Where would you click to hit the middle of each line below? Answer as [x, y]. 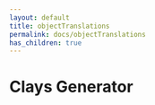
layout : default [39, 17]
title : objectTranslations [60, 26]
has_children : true [46, 43]
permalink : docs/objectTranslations [77, 34]
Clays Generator [71, 87]
